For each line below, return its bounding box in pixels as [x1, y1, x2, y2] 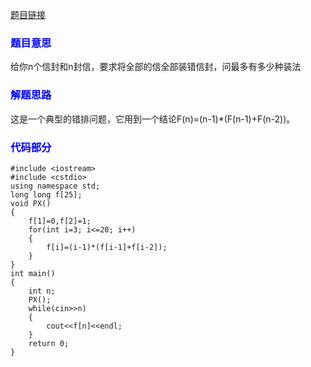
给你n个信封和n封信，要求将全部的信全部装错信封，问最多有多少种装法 [10, 61, 302, 73]
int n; [28, 286, 56, 296]
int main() [10, 268, 56, 278]
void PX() [10, 198, 52, 208]
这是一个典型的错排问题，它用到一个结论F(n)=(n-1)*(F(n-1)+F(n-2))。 [10, 113, 296, 125]
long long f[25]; [10, 189, 83, 200]
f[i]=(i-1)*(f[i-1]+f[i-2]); [46, 242, 168, 252]
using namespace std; [10, 181, 101, 191]
